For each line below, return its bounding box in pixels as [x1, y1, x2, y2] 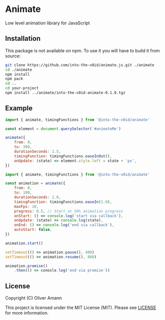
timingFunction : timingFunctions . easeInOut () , [14, 153, 112, 159]
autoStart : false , [14, 227, 52, 232]
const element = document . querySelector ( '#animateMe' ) [5, 126, 121, 131]
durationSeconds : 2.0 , [14, 195, 61, 200]
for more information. [5, 310, 49, 316]
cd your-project [5, 86, 39, 91]
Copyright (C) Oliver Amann [5, 295, 62, 301]
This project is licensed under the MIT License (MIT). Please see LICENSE [5, 305, 157, 311]
